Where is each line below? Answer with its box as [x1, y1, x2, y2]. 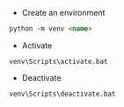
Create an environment [21, 8, 106, 18]
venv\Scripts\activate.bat [9, 57, 108, 66]
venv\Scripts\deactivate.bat [9, 89, 116, 98]
